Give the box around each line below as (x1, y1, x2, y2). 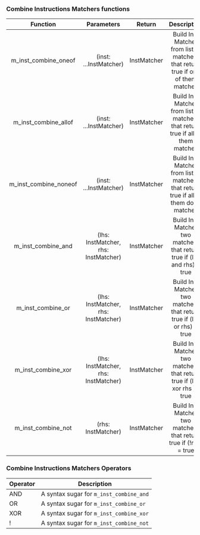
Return (136, 20, 157, 29)
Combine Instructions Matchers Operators (6, 464, 132, 472)
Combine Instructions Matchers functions (6, 5, 130, 13)
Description (77, 480, 112, 488)
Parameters (86, 20, 120, 29)
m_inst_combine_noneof (9, 180, 77, 188)
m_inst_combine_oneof (11, 56, 76, 64)
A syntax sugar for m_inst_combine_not (40, 518, 149, 527)
